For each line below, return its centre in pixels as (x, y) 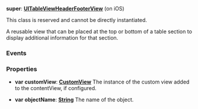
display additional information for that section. (62, 38)
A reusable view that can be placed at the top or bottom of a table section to (99, 31)
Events (16, 53)
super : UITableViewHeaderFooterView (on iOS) (65, 9)
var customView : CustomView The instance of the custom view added (102, 82)
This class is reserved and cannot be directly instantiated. (76, 20)
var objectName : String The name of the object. (74, 100)
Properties (22, 69)
